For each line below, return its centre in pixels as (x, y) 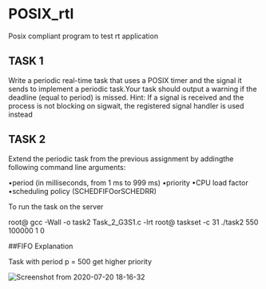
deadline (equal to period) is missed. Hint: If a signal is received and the (126, 97)
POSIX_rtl (41, 14)
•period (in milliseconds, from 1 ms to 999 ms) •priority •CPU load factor (129, 182)
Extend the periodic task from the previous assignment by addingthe (121, 158)
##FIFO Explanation (41, 246)
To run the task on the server (56, 206)
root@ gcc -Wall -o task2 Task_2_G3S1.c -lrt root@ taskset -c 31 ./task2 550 (133, 222)
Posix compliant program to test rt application (83, 36)
